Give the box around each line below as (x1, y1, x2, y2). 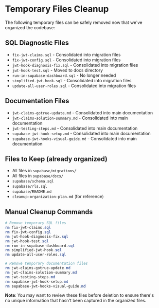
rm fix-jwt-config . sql (5, 230, 51, 235)
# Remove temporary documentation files (5, 261, 88, 266)
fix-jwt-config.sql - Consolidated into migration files (12, 57, 121, 63)
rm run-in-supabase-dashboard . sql (5, 243, 75, 248)
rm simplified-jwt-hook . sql (5, 248, 62, 253)
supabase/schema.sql (12, 179, 54, 184)
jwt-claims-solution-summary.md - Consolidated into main (12, 115, 128, 121)
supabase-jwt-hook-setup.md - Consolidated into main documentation (12, 130, 151, 136)
